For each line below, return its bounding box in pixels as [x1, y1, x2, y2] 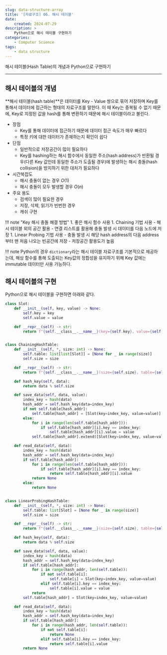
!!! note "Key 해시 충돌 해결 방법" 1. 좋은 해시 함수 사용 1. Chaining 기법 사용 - [5, 219, 156, 225]
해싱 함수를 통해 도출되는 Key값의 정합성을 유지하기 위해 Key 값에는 [15, 255, 147, 261]
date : [5, 16, 16, 21]
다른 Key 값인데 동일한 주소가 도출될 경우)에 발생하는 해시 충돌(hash [25, 159, 158, 165]
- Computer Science [14, 40, 55, 45]
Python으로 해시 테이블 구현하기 [14, 30, 72, 35]
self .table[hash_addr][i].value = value [49, 430, 135, 435]
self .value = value [23, 315, 64, 320]
